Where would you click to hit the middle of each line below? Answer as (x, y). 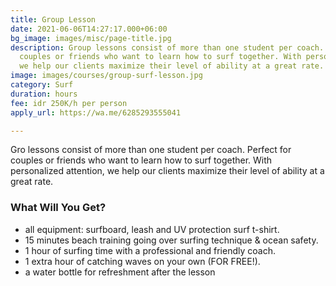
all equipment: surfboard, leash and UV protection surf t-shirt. (152, 229)
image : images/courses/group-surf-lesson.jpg (106, 76)
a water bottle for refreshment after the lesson (120, 272)
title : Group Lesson (53, 19)
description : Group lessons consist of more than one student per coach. (167, 47)
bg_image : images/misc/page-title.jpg (91, 38)
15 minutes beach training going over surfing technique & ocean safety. (171, 240)
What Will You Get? (58, 208)
